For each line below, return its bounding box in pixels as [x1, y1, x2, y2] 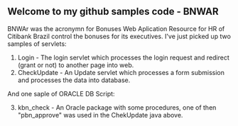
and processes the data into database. [17, 76, 131, 84]
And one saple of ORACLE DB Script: [7, 89, 115, 98]
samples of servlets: [7, 39, 67, 48]
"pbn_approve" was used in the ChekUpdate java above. [17, 110, 183, 119]
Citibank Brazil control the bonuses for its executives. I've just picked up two [7, 32, 231, 40]
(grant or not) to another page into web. [17, 60, 134, 69]
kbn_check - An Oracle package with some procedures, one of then [17, 103, 217, 112]
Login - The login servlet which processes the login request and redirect [17, 53, 229, 62]
